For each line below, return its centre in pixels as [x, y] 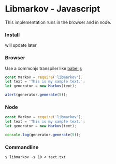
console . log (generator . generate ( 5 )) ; [43, 135]
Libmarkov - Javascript [53, 9]
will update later [21, 45]
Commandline [22, 147]
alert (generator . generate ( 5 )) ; [36, 95]
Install [13, 35]
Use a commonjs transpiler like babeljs [43, 68]
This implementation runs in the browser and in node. [58, 22]
